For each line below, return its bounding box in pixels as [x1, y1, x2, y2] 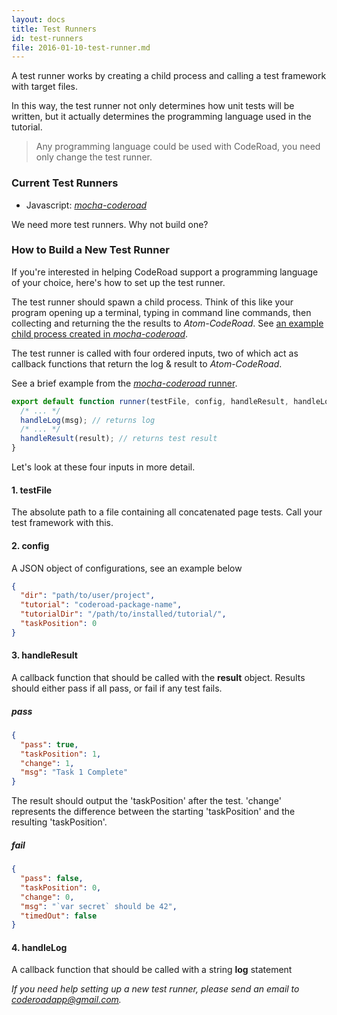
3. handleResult [11, 649, 78, 661]
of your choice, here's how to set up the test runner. [11, 276, 226, 288]
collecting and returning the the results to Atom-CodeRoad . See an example [11, 317, 324, 329]
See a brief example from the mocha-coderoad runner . [11, 377, 238, 389]
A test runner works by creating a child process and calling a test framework [11, 70, 327, 82]
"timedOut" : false [20, 911, 98, 921]
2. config [11, 539, 50, 551]
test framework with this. [11, 517, 114, 529]
